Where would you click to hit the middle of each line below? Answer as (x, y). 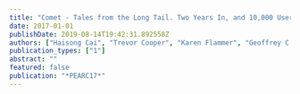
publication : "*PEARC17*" (57, 76)
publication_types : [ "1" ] (57, 51)
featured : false (39, 68)
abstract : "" (33, 59)
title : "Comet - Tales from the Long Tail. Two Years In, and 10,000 (142, 17)
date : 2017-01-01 (42, 26)
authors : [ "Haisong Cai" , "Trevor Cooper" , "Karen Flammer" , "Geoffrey (145, 43)
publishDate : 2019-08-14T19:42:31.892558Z (89, 34)
